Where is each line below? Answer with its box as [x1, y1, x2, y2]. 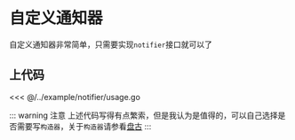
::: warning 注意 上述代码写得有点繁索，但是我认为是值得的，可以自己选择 [9, 110, 278, 121]
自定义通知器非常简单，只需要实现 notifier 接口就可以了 [9, 39, 213, 50]
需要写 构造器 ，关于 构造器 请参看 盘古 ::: [16, 121, 152, 131]
